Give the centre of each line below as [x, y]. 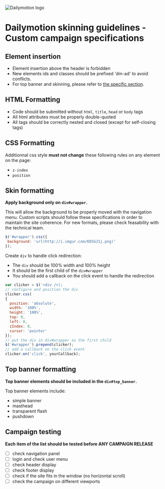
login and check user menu [40, 459]
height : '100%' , [26, 313]
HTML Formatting [33, 100]
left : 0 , [19, 322]
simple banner [27, 400]
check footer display [33, 470]
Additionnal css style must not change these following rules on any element [83, 155]
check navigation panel [36, 453]
